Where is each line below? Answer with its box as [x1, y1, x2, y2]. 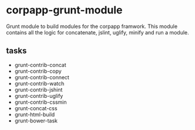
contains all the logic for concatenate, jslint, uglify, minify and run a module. [6, 29, 189, 36]
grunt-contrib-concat [14, 61, 66, 68]
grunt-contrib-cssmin [14, 99, 67, 106]
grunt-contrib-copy [14, 68, 62, 75]
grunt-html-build [14, 111, 55, 118]
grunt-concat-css [14, 104, 58, 111]
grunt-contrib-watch [14, 80, 65, 87]
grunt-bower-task [14, 117, 58, 124]
